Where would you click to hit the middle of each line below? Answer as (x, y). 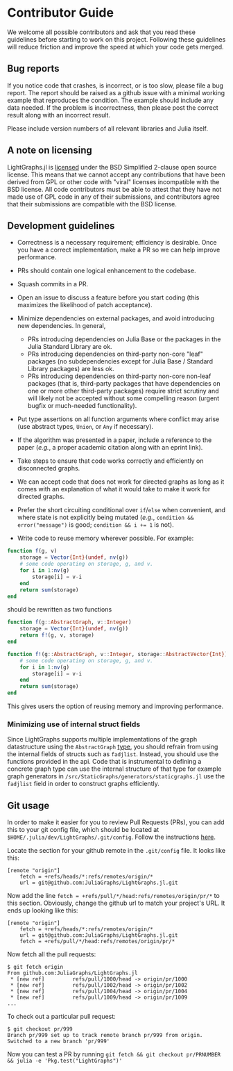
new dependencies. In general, (61, 326)
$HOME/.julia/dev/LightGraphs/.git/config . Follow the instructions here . (112, 837)
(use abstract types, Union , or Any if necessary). (85, 427)
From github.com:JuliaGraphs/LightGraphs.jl (72, 973)
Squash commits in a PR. (53, 284)
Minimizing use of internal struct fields (74, 724)
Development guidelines (61, 226)
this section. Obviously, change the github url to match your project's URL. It (116, 903)
